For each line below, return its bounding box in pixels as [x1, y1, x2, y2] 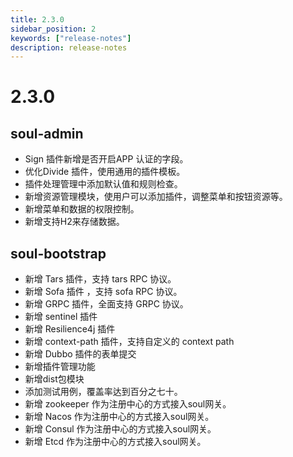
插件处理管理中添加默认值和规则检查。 [24, 178, 183, 190]
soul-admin [10, 125, 84, 142]
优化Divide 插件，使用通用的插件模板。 [24, 166, 186, 178]
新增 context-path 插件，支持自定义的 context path [24, 336, 235, 348]
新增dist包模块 [24, 373, 85, 385]
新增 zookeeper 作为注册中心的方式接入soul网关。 [24, 398, 232, 410]
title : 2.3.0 [10, 14, 65, 25]
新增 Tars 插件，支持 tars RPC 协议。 [24, 273, 177, 285]
